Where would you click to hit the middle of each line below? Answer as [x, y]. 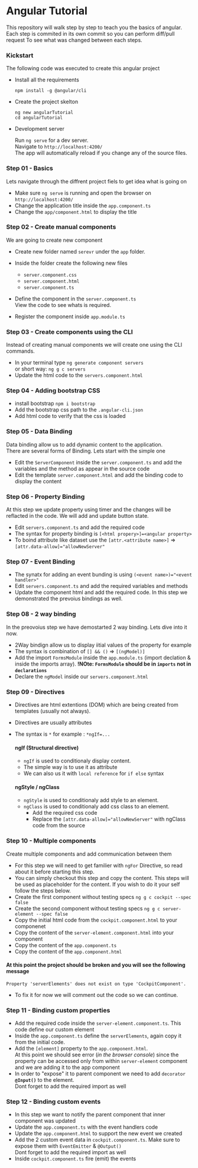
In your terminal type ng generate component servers [79, 363]
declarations [31, 670]
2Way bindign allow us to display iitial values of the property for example [103, 645]
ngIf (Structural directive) [47, 748]
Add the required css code [65, 813]
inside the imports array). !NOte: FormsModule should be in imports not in [103, 664]
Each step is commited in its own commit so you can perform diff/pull [90, 33]
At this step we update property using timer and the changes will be [89, 509]
